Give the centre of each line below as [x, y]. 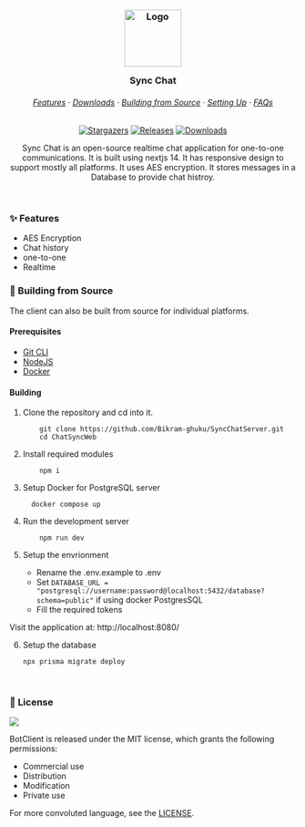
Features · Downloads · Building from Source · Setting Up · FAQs [152, 102]
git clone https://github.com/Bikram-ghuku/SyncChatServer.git [162, 429]
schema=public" [65, 601]
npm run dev [62, 538]
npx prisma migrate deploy [74, 662]
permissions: [34, 749]
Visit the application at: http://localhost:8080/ [95, 627]
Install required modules [68, 454]
